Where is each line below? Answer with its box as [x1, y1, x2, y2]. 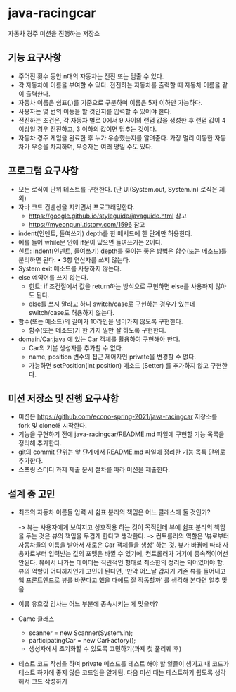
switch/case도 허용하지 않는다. [28, 308, 115, 316]
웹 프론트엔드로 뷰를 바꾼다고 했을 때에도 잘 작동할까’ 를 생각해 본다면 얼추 [18, 576, 221, 584]
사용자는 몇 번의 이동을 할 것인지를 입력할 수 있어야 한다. [18, 107, 172, 116]
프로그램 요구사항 [8, 165, 79, 177]
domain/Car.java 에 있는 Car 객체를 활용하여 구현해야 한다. [18, 335, 181, 343]
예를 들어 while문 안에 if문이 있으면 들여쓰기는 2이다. [18, 237, 163, 246]
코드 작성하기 [31, 677, 67, 686]
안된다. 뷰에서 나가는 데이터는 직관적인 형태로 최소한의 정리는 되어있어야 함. [18, 558, 225, 567]
